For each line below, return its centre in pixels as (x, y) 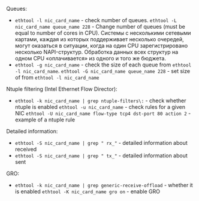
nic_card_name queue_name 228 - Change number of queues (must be (100, 27)
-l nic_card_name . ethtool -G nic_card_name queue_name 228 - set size (102, 71)
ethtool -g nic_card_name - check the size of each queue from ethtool (103, 65)
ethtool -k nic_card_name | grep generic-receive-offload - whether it (104, 185)
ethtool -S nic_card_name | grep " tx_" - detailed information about (101, 156)
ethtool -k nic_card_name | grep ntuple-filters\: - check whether (100, 100)
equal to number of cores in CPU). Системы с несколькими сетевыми (103, 33)
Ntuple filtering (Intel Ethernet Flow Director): (62, 89)
